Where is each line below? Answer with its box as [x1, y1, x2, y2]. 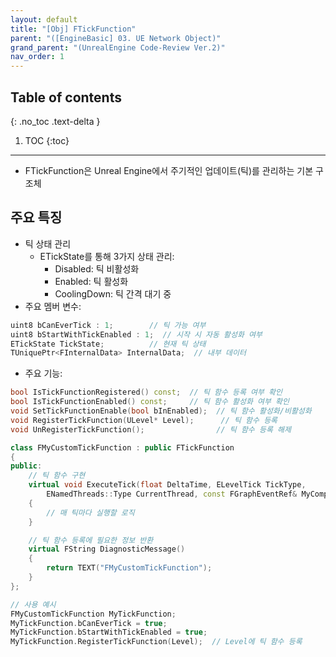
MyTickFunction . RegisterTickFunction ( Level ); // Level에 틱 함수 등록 [10, 637, 303, 647]
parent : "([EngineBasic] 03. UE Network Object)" [10, 33, 222, 43]
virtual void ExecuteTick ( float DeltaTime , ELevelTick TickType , [28, 480, 307, 490]
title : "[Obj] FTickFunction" [10, 24, 137, 34]
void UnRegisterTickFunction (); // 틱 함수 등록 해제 [10, 424, 292, 435]
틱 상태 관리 [24, 237, 72, 250]
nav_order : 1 [10, 52, 65, 62]
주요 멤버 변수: [24, 300, 82, 312]
